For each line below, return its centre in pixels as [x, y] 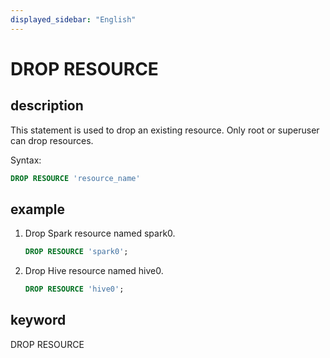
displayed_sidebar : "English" [73, 19]
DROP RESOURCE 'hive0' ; [74, 289]
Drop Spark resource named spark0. [100, 233]
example [38, 209]
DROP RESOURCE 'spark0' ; [76, 252]
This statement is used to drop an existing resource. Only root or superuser [165, 130]
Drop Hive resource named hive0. [94, 271]
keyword [38, 320]
